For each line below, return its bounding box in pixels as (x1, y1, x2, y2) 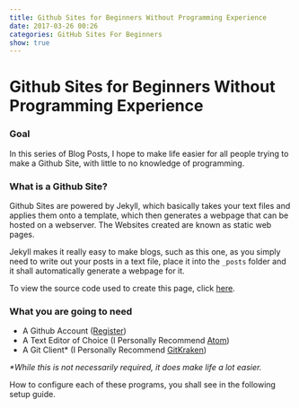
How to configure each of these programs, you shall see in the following (9, 379, 277, 390)
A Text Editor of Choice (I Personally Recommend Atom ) (22, 335, 231, 346)
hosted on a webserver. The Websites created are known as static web (9, 220, 272, 230)
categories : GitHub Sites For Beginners (9, 30, 163, 39)
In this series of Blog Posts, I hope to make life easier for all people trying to (9, 148, 289, 159)
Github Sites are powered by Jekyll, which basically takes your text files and (9, 201, 291, 212)
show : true (9, 38, 50, 48)
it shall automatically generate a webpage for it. (9, 265, 186, 276)
